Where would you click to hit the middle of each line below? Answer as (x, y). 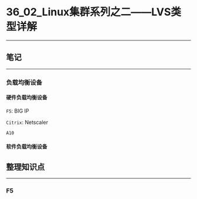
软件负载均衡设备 (27, 147)
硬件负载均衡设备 (27, 97)
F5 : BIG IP (18, 111)
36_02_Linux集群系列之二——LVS (89, 12)
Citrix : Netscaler (27, 122)
